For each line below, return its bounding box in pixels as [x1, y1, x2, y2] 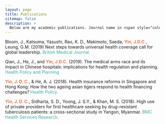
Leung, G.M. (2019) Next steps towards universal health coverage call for [5, 44, 153, 50]
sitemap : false [5, 16, 36, 21]
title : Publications [5, 12, 48, 17]
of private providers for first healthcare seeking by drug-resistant [5, 104, 137, 110]
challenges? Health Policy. [5, 89, 58, 95]
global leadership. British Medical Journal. [5, 50, 90, 55]
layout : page [5, 7, 32, 12]
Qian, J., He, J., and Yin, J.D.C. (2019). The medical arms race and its [5, 59, 146, 65]
